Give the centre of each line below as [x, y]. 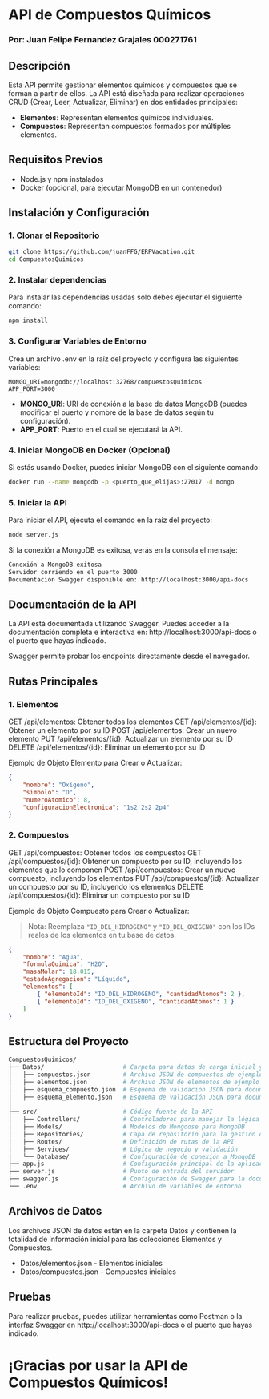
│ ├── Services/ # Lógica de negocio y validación [123, 1149]
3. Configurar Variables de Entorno [77, 341]
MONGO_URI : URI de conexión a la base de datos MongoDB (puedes [133, 404]
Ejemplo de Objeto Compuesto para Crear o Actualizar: [99, 911]
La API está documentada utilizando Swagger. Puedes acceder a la [119, 624]
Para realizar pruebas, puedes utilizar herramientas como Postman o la [125, 1316]
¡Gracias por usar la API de [98, 1365]
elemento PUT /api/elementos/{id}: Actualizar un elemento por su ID [121, 739]
